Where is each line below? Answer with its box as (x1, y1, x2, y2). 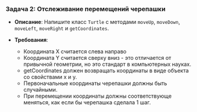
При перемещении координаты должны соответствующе (23, 92, 172, 100)
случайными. (23, 86, 58, 93)
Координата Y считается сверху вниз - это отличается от (23, 55, 172, 62)
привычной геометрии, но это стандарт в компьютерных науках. (23, 60, 192, 68)
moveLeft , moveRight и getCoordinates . (14, 25, 109, 32)
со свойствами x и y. (23, 74, 78, 81)
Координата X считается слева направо (23, 48, 127, 55)
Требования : (14, 37, 49, 44)
